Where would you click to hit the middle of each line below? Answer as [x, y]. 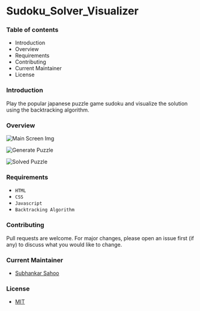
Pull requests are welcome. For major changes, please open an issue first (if [100, 238]
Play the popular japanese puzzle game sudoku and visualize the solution [97, 103]
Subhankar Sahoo [37, 273]
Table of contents [32, 30]
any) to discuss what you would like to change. [64, 244]
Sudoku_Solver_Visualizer [73, 11]
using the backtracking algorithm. [48, 110]
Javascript [29, 204]
